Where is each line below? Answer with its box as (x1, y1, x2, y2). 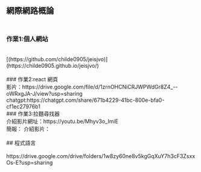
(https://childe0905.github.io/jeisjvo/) (6, 62, 100, 69)
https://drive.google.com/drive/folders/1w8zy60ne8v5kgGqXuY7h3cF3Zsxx (6, 152, 196, 159)
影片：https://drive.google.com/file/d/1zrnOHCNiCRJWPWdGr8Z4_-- (6, 83, 178, 90)
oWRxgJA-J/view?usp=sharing (6, 90, 83, 97)
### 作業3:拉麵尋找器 (6, 110, 60, 117)
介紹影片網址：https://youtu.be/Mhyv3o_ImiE (6, 117, 119, 125)
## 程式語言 (6, 139, 36, 147)
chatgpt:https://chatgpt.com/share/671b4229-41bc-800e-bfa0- (6, 96, 165, 104)
